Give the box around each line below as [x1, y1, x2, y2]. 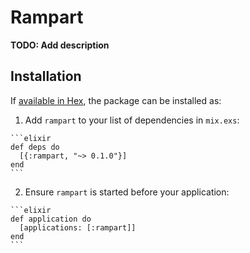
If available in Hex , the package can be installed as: [10, 94, 222, 106]
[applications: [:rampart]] [19, 222, 137, 233]
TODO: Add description [10, 39, 110, 51]
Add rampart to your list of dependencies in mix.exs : [24, 114, 240, 126]
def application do [10, 214, 92, 224]
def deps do [10, 142, 60, 152]
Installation [10, 68, 82, 85]
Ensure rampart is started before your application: [24, 186, 230, 198]
